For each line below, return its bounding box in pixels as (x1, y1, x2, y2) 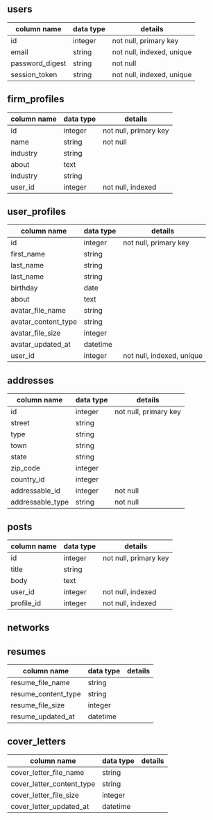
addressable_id (10, 486, 61, 495)
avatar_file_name (10, 306, 66, 315)
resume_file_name (10, 678, 71, 688)
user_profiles (7, 206, 66, 218)
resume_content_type (10, 689, 81, 699)
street (10, 418, 30, 428)
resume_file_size (10, 700, 65, 710)
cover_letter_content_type (10, 779, 96, 789)
